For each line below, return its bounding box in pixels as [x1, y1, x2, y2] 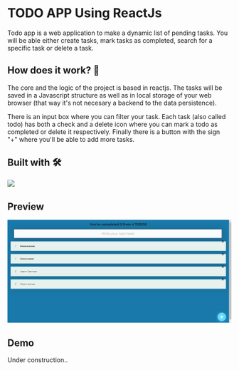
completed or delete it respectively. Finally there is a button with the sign [7, 127, 221, 136]
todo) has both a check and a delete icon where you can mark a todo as [7, 120, 218, 128]
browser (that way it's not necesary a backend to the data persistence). [7, 98, 217, 107]
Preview [7, 200, 45, 212]
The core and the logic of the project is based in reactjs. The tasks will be [7, 83, 223, 92]
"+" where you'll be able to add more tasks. [7, 135, 135, 143]
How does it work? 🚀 [7, 64, 100, 76]
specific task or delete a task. [7, 43, 94, 52]
